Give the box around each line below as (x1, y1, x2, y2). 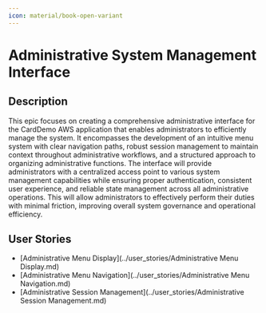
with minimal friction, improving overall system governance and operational (8, 200, 256, 210)
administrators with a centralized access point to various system (8, 167, 220, 176)
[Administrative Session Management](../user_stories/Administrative (19, 287, 245, 297)
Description (8, 95, 68, 109)
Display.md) (19, 262, 60, 271)
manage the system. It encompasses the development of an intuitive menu (8, 133, 254, 142)
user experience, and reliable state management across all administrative (8, 184, 249, 193)
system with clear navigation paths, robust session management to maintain (8, 141, 259, 151)
